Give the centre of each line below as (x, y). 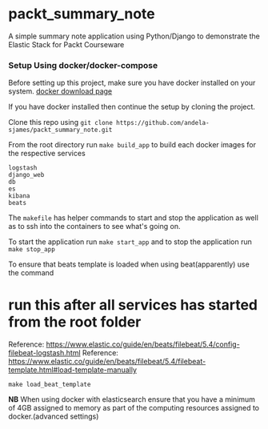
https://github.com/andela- (162, 123)
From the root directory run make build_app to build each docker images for (132, 145)
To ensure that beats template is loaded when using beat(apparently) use (129, 264)
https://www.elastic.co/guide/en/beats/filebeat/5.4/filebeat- (107, 362)
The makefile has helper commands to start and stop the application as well (133, 218)
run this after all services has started (133, 305)
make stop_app (32, 250)
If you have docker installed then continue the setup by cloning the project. (132, 107)
